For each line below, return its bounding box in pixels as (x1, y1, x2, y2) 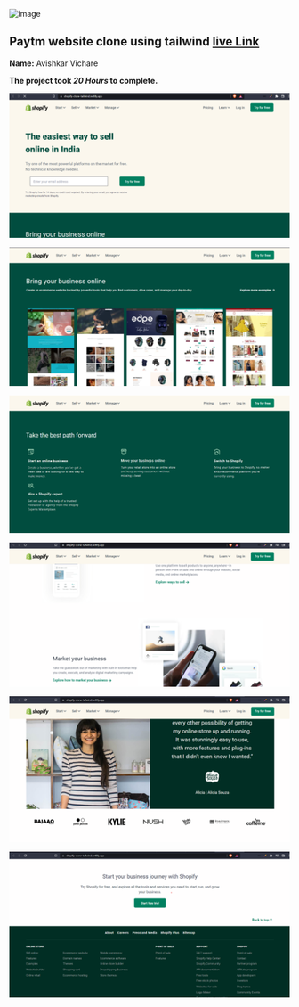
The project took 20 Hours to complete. (9, 75, 158, 86)
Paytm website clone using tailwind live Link (9, 34, 260, 49)
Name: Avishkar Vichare (9, 58, 99, 69)
